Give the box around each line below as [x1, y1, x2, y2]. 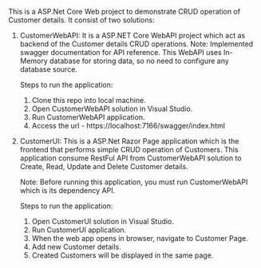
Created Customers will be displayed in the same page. [31, 250, 214, 260]
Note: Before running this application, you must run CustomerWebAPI [19, 177, 248, 187]
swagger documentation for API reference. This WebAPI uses [19, 48, 222, 57]
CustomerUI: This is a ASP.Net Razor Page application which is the [19, 136, 239, 146]
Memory [19, 56, 48, 65]
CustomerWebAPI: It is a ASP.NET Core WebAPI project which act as [19, 31, 246, 40]
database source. [19, 65, 78, 74]
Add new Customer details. [31, 242, 121, 251]
